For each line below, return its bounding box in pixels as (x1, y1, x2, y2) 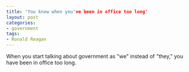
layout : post (6, 14, 39, 20)
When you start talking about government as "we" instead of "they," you (6, 53, 184, 60)
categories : (6, 20, 36, 26)
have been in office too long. (6, 59, 76, 66)
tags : (6, 31, 20, 37)
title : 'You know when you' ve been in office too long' (6, 8, 148, 15)
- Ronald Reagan (6, 36, 47, 42)
